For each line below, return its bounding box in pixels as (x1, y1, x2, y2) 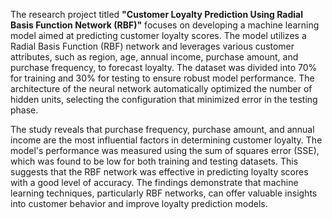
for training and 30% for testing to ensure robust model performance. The (10, 72, 315, 84)
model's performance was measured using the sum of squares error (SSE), (10, 145, 320, 156)
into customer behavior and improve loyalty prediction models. (10, 198, 268, 209)
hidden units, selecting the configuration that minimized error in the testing (10, 94, 318, 105)
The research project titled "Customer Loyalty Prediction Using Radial (10, 9, 304, 20)
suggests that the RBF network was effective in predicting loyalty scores (10, 166, 309, 178)
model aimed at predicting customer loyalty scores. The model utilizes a (10, 30, 307, 41)
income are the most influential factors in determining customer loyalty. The (10, 134, 323, 146)
